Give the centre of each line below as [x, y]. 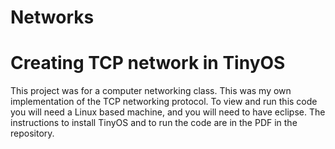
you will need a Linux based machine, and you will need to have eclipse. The [168, 112]
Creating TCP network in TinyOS [148, 63]
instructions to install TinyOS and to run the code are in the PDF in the [154, 123]
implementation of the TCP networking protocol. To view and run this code [164, 102]
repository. [32, 133]
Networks [52, 17]
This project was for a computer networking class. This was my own [151, 91]
